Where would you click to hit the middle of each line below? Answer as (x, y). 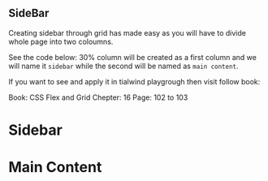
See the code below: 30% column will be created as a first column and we (133, 57)
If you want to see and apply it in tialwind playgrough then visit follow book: (134, 81)
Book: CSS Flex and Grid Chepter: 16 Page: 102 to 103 (98, 97)
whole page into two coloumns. (61, 41)
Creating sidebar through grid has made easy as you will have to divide (127, 32)
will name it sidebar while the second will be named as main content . (123, 66)
